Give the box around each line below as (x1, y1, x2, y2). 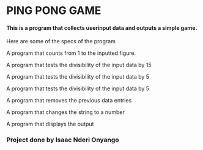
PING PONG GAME (6, 4, 102, 18)
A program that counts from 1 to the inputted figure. (6, 49, 136, 57)
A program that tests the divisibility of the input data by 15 (6, 62, 152, 69)
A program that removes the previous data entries (6, 97, 132, 104)
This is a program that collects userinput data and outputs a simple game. (6, 24, 197, 31)
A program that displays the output (6, 120, 94, 128)
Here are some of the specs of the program (6, 38, 116, 45)
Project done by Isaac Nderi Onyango (6, 135, 119, 144)
